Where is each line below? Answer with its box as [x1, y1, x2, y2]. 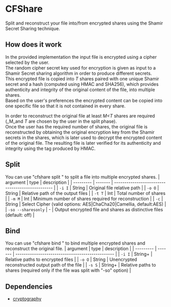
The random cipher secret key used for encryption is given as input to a [5, 64, 156, 71]
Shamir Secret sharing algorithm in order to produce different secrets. [5, 70, 152, 76]
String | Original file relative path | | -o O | [72, 185, 159, 191]
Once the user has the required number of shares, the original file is [5, 123, 148, 129]
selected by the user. [5, 59, 50, 65]
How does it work [5, 40, 62, 49]
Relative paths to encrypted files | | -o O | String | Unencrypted [5, 256, 137, 262]
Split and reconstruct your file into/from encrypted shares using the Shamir [5, 20, 163, 26]
